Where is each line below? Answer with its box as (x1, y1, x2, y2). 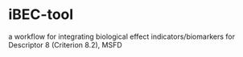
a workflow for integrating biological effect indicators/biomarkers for (8, 32, 236, 41)
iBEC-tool (8, 6, 74, 24)
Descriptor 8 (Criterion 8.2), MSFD (8, 40, 122, 49)
